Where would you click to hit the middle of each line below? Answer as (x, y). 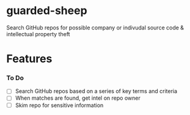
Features (29, 59)
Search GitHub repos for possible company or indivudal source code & (95, 28)
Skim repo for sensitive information (59, 105)
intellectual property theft (38, 34)
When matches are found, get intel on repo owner (78, 98)
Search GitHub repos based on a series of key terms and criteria (96, 91)
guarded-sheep (47, 11)
